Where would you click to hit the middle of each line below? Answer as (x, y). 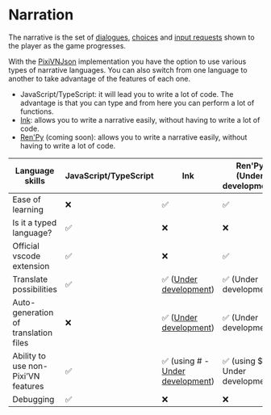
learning (28, 209)
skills (35, 181)
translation (33, 333)
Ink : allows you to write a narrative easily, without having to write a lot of (140, 119)
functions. (37, 111)
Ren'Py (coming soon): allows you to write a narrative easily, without (133, 137)
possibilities (35, 289)
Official (26, 245)
